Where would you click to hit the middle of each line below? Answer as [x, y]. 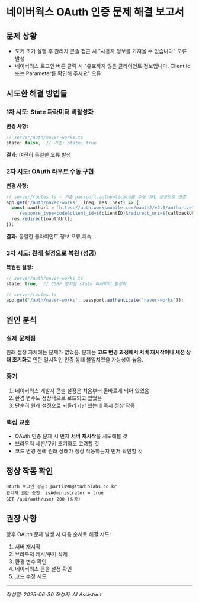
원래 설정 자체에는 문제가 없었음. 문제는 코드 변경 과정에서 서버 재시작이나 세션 [96, 352]
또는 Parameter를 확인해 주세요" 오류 [58, 73]
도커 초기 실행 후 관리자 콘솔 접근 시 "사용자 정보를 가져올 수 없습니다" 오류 [101, 51]
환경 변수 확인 [31, 561]
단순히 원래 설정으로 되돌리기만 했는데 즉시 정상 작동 [75, 405]
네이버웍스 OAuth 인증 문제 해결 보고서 [95, 12]
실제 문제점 [21, 338]
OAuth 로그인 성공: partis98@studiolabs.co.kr [62, 486]
